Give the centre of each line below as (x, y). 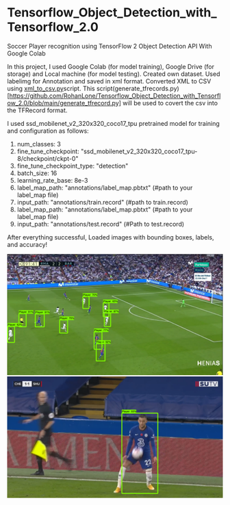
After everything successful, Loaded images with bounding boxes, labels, (111, 237)
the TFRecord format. (37, 110)
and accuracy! (27, 244)
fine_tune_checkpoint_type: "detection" (73, 166)
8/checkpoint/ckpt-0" (48, 158)
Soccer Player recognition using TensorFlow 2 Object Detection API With (110, 46)
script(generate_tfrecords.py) (138, 88)
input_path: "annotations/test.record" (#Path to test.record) (101, 224)
